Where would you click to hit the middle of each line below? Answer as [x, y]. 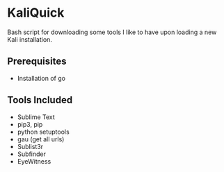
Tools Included [40, 100]
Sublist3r [30, 146]
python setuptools [43, 132]
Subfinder [32, 154]
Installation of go [41, 78]
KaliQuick [36, 13]
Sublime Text [36, 117]
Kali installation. [30, 39]
